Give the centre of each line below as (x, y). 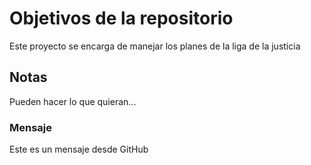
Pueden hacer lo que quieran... (73, 101)
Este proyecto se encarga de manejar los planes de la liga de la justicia (155, 46)
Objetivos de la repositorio (121, 18)
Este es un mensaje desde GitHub (79, 149)
